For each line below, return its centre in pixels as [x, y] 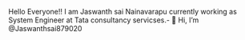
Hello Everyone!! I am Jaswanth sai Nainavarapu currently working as [123, 12]
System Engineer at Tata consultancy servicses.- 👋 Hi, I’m [104, 20]
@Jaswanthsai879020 [45, 28]
